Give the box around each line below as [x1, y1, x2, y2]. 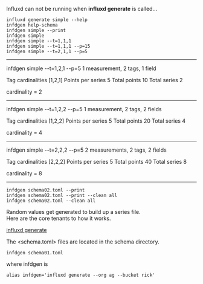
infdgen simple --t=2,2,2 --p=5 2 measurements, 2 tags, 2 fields [6, 146, 167, 153]
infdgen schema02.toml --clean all [6, 198, 96, 204]
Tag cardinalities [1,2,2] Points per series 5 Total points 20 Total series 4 [6, 117, 186, 124]
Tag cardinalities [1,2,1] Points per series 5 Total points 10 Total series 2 [6, 77, 183, 83]
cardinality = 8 [6, 170, 42, 177]
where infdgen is [6, 260, 48, 268]
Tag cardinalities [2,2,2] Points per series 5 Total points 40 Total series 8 [6, 158, 187, 165]
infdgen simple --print [6, 27, 66, 33]
